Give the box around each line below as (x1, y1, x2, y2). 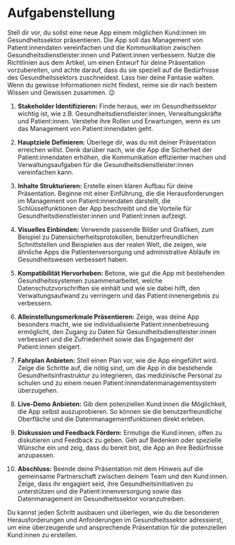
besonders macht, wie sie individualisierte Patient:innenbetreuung (17, 319, 210, 329)
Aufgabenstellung (7, 5, 115, 21)
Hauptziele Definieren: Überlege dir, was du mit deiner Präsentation (17, 137, 217, 146)
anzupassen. (17, 451, 55, 459)
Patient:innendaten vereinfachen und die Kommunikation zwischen (7, 43, 201, 51)
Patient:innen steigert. (17, 342, 82, 350)
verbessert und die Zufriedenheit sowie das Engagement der (17, 335, 194, 343)
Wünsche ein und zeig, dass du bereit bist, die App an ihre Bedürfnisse (17, 443, 224, 452)
